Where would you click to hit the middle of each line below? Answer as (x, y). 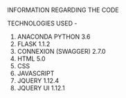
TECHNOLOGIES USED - (42, 23)
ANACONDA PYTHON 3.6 (54, 37)
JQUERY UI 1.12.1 (41, 88)
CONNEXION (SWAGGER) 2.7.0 (61, 51)
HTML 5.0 (31, 59)
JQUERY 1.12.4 (38, 81)
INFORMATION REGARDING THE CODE (63, 10)
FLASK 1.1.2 (34, 44)
